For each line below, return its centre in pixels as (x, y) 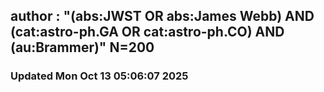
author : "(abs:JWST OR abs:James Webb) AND (162, 16)
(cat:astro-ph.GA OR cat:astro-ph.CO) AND (147, 32)
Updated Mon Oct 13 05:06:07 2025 (99, 76)
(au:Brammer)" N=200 (82, 47)
